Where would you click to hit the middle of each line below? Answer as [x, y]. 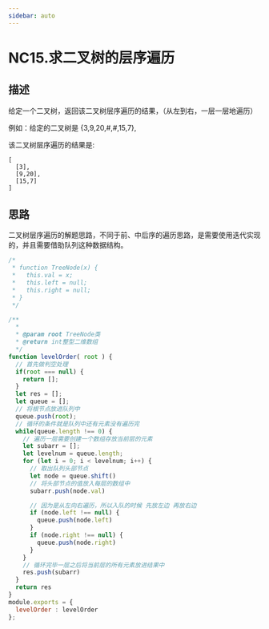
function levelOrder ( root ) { [60, 357]
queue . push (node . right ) [76, 542]
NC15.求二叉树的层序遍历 [92, 58]
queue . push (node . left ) [75, 520]
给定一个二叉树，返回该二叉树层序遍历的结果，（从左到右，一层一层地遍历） [133, 111]
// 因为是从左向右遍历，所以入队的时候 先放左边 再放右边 [113, 506]
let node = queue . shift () [72, 476]
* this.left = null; [50, 283]
